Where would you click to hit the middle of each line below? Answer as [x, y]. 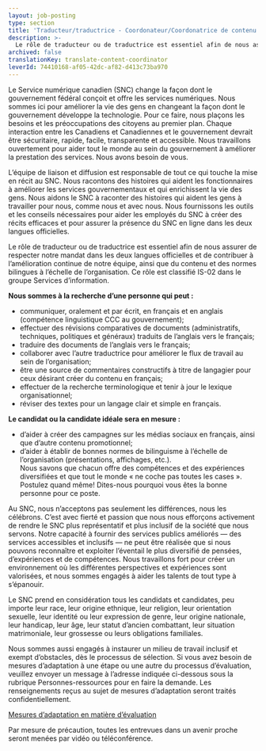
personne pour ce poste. [60, 493]
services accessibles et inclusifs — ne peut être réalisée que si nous [120, 542]
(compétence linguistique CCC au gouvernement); [102, 319]
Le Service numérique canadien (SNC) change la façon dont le [110, 90]
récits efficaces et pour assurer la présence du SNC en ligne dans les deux [130, 223]
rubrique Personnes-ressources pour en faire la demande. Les [110, 682]
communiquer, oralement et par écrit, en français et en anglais [121, 311]
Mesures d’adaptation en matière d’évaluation [82, 715]
